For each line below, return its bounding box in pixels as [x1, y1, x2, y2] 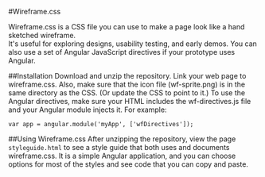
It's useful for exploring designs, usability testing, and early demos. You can [8, 39, 257, 48]
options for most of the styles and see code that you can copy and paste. [8, 160, 249, 169]
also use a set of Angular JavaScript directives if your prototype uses [8, 48, 236, 56]
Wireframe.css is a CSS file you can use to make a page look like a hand [8, 22, 245, 31]
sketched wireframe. [8, 31, 76, 40]
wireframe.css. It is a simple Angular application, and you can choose [8, 151, 236, 160]
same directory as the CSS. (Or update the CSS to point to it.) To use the [8, 88, 245, 98]
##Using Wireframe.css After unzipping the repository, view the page [8, 134, 236, 144]
